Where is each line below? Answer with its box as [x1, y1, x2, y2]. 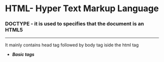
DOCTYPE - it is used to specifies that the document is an [5, 21, 144, 27]
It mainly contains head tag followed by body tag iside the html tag [5, 42, 139, 48]
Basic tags [12, 52, 35, 58]
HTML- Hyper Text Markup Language [5, 3, 159, 14]
